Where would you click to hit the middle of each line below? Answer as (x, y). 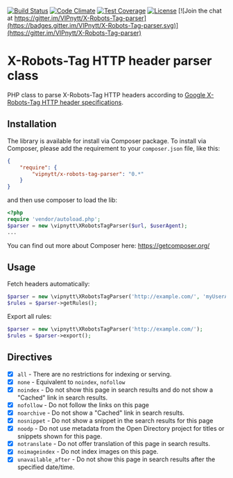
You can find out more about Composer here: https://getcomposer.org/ (109, 245)
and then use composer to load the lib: (62, 200)
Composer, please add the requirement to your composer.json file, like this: (114, 148)
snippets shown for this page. (60, 436)
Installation (32, 124)
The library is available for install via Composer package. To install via (107, 141)
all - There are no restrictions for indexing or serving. (94, 374)
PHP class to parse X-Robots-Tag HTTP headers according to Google (106, 94)
